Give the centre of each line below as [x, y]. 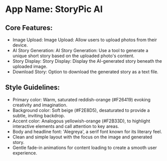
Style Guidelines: [33, 88]
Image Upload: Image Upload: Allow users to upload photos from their [85, 40]
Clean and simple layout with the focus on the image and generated [82, 137]
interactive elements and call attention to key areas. [66, 126]
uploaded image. [30, 66]
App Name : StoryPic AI [54, 9]
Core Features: [29, 28]
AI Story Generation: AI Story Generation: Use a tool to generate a [80, 50]
